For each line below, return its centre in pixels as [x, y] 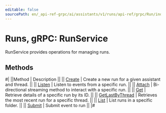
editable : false [22, 10]
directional [16, 90]
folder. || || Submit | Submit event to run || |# [50, 106]
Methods [19, 68]
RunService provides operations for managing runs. [58, 52]
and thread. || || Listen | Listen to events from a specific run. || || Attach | [79, 85]
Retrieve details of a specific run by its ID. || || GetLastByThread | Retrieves [81, 95]
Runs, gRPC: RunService [57, 39]
